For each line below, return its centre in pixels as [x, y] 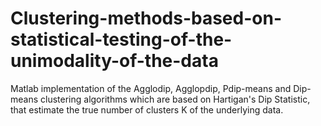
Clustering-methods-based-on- [146, 18]
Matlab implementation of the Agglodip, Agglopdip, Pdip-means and [151, 88]
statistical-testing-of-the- [121, 39]
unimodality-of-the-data [114, 61]
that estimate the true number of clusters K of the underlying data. [147, 109]
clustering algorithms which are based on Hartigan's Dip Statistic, [175, 99]
